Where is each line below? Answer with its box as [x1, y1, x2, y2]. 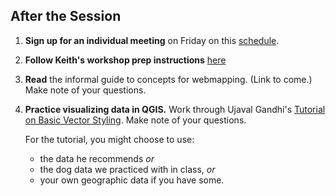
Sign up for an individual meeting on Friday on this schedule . [24, 34, 280, 46]
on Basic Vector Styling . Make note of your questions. [24, 114, 247, 126]
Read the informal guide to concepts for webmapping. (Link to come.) [24, 73, 313, 85]
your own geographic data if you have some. [39, 174, 225, 186]
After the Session [10, 8, 122, 25]
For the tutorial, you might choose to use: [24, 133, 195, 145]
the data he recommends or [39, 152, 155, 164]
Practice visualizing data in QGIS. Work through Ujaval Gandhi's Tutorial [24, 103, 326, 115]
